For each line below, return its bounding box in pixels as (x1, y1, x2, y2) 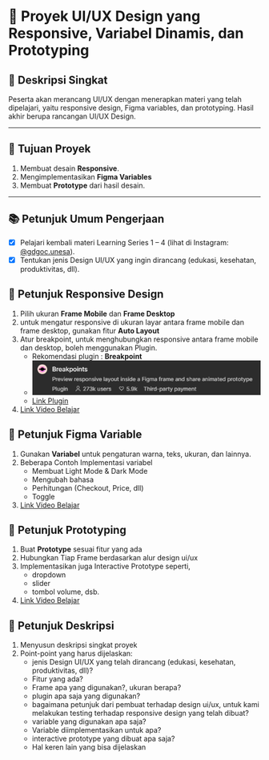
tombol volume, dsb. (31, 587, 100, 596)
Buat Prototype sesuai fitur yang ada (19, 544, 143, 554)
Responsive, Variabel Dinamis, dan (8, 24, 244, 42)
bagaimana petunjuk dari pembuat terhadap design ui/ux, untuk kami (31, 700, 260, 709)
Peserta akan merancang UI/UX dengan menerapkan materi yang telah (8, 95, 242, 103)
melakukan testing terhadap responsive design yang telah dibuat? (31, 709, 250, 718)
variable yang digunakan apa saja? (31, 717, 147, 726)
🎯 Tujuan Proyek (8, 142, 91, 156)
